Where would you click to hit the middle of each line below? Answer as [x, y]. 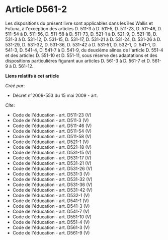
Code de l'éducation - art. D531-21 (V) [52, 163]
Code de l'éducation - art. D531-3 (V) [51, 174]
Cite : [10, 105]
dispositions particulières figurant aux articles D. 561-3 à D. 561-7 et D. [78, 61]
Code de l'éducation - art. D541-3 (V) [51, 206]
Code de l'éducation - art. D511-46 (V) [52, 126]
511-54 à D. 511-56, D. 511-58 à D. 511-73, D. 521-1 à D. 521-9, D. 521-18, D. [81, 34]
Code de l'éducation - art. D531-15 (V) [52, 152]
